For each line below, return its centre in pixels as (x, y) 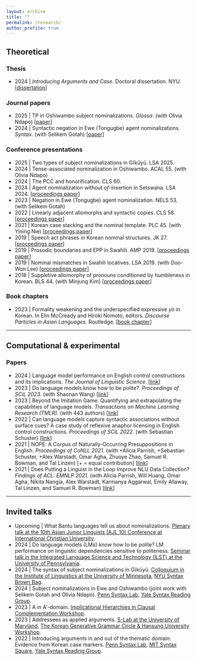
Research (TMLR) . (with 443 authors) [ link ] (67, 413)
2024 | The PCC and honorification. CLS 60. (68, 181)
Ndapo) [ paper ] (33, 122)
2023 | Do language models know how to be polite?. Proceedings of (96, 388)
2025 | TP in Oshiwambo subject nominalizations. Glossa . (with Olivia (98, 116)
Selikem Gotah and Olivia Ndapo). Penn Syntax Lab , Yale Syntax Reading (102, 595)
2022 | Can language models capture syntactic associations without (97, 419)
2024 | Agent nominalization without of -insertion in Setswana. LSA (95, 187)
